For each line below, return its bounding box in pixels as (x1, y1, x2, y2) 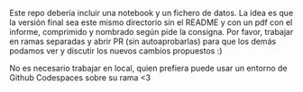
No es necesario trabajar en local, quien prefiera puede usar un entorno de (9, 63, 288, 73)
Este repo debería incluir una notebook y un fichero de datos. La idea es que (9, 8, 294, 18)
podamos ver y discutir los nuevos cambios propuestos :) (9, 46, 223, 56)
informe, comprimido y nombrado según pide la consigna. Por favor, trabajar (9, 27, 294, 37)
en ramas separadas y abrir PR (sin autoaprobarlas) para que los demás (9, 36, 277, 46)
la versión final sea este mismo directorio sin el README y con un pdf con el (9, 17, 293, 28)
